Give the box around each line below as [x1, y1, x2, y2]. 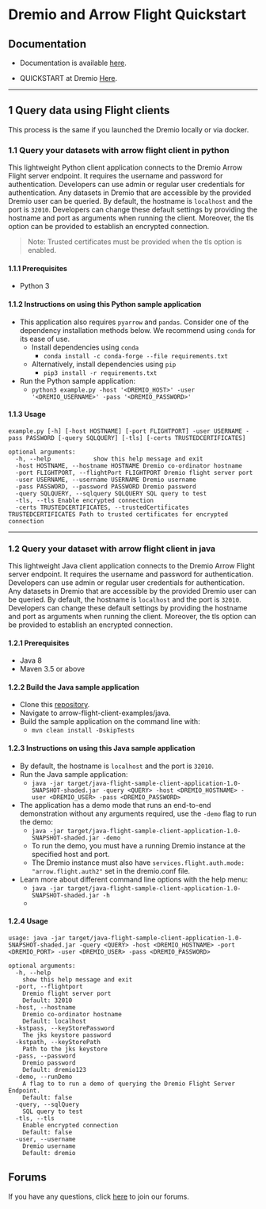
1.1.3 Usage [8, 410, 46, 419]
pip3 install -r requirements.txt [43, 369, 158, 377]
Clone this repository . [19, 700, 90, 710]
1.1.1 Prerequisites [8, 263, 67, 273]
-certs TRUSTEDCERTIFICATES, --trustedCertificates [15, 503, 190, 511]
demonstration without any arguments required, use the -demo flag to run [19, 809, 257, 818]
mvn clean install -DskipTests [31, 727, 135, 735]
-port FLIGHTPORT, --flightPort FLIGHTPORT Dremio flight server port [15, 469, 253, 476]
